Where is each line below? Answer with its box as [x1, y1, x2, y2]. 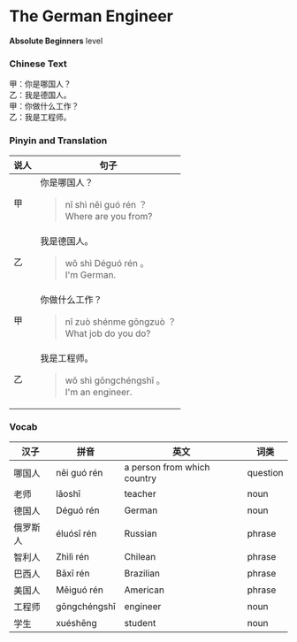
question [247, 466, 284, 478]
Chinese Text [9, 57, 68, 70]
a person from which [124, 461, 210, 473]
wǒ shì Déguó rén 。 [65, 256, 149, 269]
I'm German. [65, 268, 117, 280]
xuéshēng [56, 616, 97, 629]
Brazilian [124, 567, 161, 579]
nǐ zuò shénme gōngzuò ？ [65, 316, 177, 328]
